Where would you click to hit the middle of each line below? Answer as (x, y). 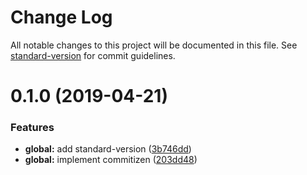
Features (32, 128)
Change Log (61, 17)
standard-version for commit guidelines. (93, 55)
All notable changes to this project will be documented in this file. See (154, 45)
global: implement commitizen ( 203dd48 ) (111, 160)
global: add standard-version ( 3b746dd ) (108, 149)
